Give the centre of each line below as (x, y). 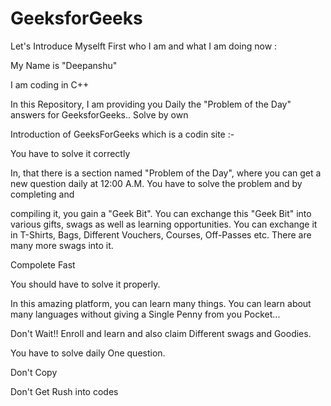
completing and (42, 194)
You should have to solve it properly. (85, 284)
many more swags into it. (62, 245)
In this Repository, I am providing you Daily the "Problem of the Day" (151, 104)
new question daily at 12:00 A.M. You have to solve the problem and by (156, 183)
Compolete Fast (43, 264)
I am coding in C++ (50, 84)
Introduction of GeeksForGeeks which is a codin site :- (122, 134)
